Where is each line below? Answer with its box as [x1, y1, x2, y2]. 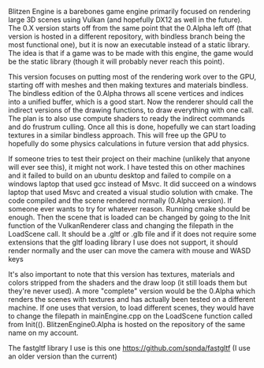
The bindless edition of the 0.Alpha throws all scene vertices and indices [8, 89, 244, 98]
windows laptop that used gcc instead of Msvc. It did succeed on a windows [8, 179, 257, 188]
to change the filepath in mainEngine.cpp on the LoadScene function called [8, 311, 253, 321]
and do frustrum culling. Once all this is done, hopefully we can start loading [8, 122, 256, 131]
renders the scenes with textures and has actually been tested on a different [8, 295, 256, 304]
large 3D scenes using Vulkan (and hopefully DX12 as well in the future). [8, 15, 243, 24]
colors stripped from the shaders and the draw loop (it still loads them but [8, 278, 247, 287]
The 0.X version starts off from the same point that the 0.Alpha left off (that [8, 24, 252, 32]
